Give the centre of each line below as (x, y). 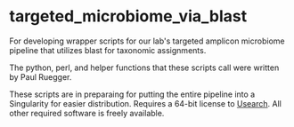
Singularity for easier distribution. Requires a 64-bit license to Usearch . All (146, 103)
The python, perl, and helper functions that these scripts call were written (144, 67)
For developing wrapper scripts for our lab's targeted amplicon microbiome (147, 41)
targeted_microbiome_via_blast (128, 16)
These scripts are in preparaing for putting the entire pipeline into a (132, 94)
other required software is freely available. (87, 113)
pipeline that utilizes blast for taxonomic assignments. (108, 50)
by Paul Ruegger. (41, 76)
